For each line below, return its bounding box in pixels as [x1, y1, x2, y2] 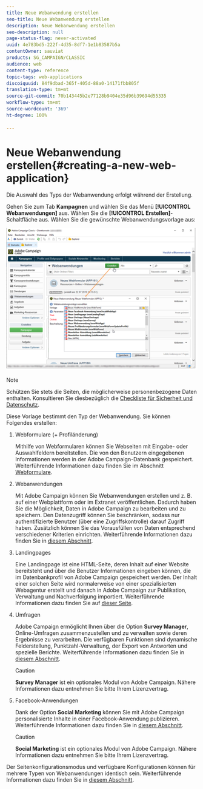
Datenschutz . [6, 401, 40, 408]
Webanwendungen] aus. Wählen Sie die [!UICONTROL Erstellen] [6, 209, 171, 217]
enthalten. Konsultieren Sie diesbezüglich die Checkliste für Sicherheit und [6, 394, 193, 402]
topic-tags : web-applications [6, 73, 83, 80]
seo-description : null [6, 29, 64, 35]
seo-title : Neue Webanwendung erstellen [6, 16, 110, 22]
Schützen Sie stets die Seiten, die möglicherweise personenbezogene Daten [6, 388, 197, 395]
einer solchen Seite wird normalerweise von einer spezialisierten [15, 580, 177, 587]
